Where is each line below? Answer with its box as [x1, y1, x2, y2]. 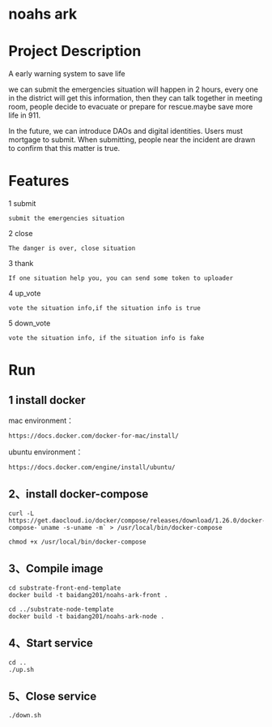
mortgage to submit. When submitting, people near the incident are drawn [8, 135, 256, 144]
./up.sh [8, 665, 35, 673]
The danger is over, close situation [8, 244, 136, 252]
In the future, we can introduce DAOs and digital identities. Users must [8, 127, 243, 136]
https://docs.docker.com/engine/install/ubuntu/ [8, 463, 176, 471]
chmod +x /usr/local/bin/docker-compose [8, 537, 147, 546]
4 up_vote [8, 289, 41, 299]
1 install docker [8, 393, 87, 407]
